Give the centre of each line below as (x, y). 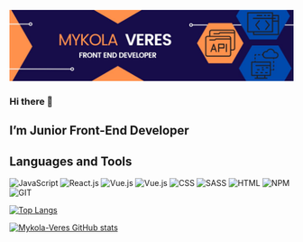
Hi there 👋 (32, 101)
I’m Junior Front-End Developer (99, 130)
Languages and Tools (71, 161)
